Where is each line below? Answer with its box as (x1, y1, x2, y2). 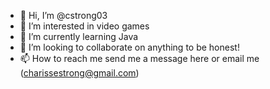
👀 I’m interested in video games (19, 20, 150, 32)
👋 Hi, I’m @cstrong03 (19, 10, 108, 21)
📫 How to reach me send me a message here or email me (19, 53, 260, 64)
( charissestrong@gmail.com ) (19, 67, 140, 79)
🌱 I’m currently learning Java (19, 31, 139, 42)
